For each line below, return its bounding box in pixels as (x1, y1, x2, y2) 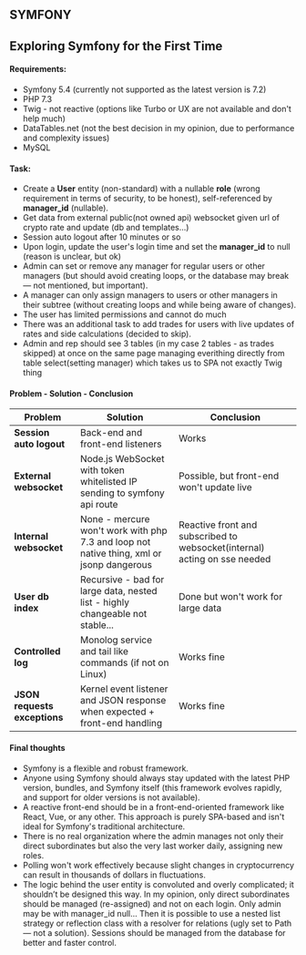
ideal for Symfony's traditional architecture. (22, 820, 186, 832)
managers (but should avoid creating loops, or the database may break (22, 271, 290, 282)
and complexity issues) (22, 132, 110, 143)
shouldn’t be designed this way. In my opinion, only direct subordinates (22, 888, 290, 899)
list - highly (80, 596, 130, 609)
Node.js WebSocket (80, 453, 165, 466)
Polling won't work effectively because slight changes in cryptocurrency (22, 859, 294, 870)
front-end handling (80, 717, 163, 730)
